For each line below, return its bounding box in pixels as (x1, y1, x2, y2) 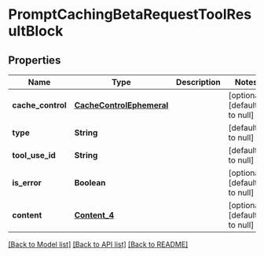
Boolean (74, 177, 106, 188)
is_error (12, 177, 42, 188)
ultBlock (8, 22, 64, 40)
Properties (8, 53, 61, 67)
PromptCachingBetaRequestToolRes (8, 5, 252, 24)
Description (175, 77, 222, 87)
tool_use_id (12, 150, 57, 160)
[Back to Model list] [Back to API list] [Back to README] (8, 240, 189, 249)
